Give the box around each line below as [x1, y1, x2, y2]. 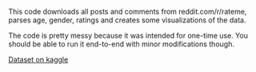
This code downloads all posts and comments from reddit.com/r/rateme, [8, 7, 247, 16]
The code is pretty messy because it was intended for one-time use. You [8, 31, 248, 40]
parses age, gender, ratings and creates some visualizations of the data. [8, 15, 246, 25]
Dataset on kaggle [8, 55, 69, 64]
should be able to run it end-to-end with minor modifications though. [8, 39, 234, 49]
